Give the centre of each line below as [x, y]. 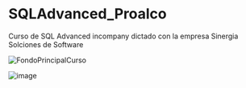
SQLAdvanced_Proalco [88, 14]
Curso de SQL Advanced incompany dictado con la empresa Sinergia [123, 36]
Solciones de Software [46, 44]
